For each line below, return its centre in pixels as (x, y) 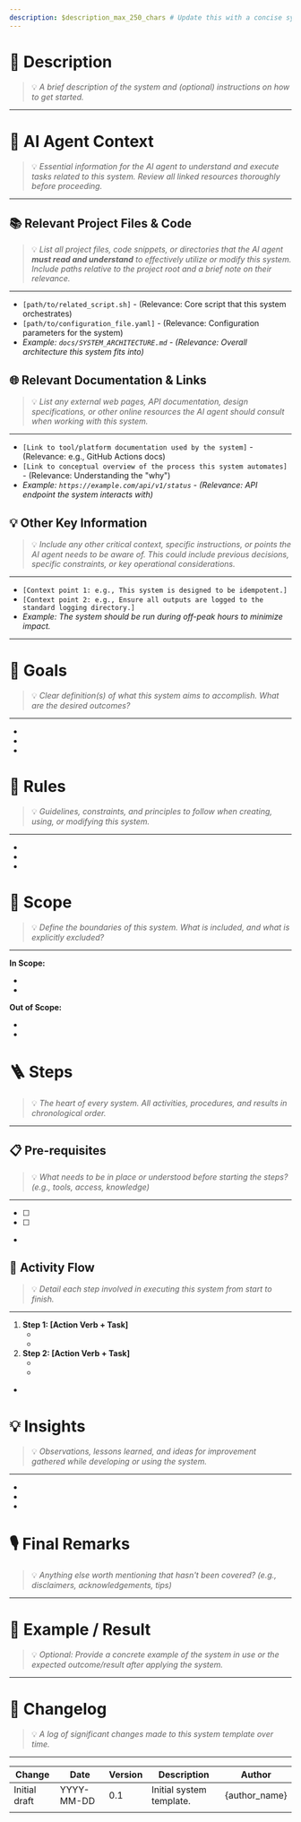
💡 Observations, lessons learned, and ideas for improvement (144, 1451)
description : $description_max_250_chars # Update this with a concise (146, 17)
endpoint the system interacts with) (88, 494)
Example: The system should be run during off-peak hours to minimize (153, 616)
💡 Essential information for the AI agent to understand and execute (155, 166)
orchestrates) (47, 314)
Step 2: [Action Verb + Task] (76, 1354)
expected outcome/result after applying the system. (127, 1665)
